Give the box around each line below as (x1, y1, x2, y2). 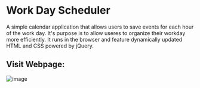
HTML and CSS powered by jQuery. (6, 42, 94, 49)
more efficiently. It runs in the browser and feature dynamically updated (6, 36, 183, 43)
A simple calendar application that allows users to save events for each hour (6, 23, 194, 30)
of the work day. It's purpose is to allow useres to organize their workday (6, 29, 186, 36)
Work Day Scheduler (6, 4, 110, 17)
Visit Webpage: (6, 59, 65, 70)
